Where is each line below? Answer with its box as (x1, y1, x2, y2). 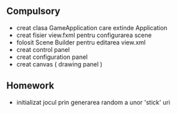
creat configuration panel (16, 53, 88, 61)
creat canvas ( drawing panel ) (16, 60, 103, 68)
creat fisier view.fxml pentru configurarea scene (16, 31, 152, 39)
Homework (6, 80, 55, 92)
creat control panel (16, 45, 70, 53)
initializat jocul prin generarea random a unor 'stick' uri (16, 98, 170, 106)
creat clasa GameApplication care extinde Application (16, 23, 168, 32)
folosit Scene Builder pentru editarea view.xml (16, 38, 146, 47)
